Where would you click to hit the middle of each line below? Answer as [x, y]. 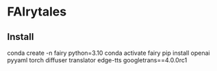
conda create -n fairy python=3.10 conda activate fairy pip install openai [108, 53]
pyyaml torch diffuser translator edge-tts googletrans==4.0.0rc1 [97, 60]
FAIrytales [37, 12]
